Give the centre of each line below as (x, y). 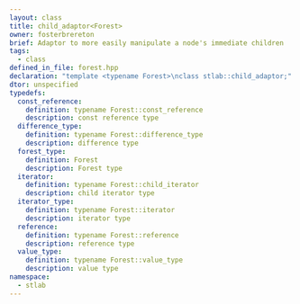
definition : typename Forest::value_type (104, 260)
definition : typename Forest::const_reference (114, 110)
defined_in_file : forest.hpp (64, 68)
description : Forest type (74, 168)
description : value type (72, 269)
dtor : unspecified (44, 85)
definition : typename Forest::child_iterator (113, 185)
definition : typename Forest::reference (102, 235)
